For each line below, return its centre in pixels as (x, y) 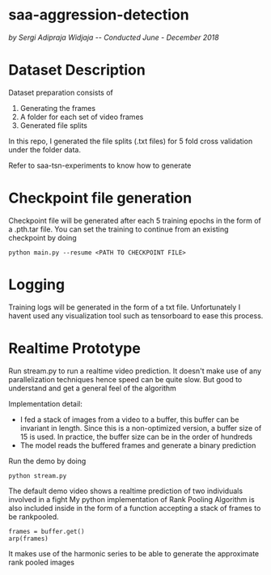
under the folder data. (44, 149)
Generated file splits (53, 125)
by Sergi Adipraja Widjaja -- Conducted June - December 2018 (114, 37)
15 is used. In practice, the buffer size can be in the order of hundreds (136, 437)
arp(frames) (28, 539)
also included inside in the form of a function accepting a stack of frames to (135, 508)
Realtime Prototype (75, 348)
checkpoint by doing (42, 237)
